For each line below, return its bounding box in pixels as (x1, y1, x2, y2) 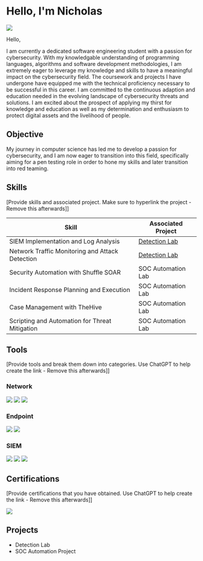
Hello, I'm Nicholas (6, 4, 103, 18)
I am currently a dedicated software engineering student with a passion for (6, 47, 192, 55)
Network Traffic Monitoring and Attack (9, 247, 118, 255)
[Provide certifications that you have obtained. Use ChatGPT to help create (6, 490, 193, 497)
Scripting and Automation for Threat (9, 316, 112, 325)
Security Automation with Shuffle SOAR (9, 268, 121, 276)
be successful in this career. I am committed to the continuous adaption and (6, 86, 195, 93)
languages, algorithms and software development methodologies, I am (6, 60, 182, 67)
